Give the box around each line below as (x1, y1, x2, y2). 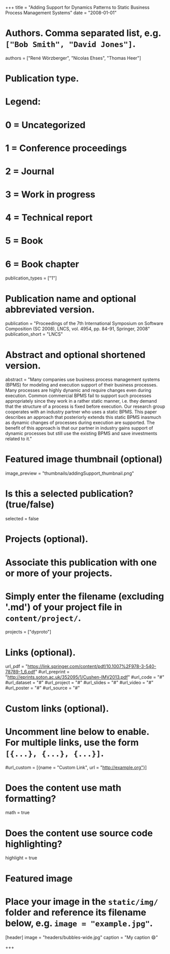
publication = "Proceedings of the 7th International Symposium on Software (5, 321, 163, 327)
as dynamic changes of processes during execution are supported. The (5, 419, 155, 426)
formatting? (5, 793, 56, 804)
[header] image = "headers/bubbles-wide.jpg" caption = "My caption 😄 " (5, 934, 158, 940)
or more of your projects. (5, 568, 113, 579)
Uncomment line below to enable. (5, 726, 150, 737)
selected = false (5, 516, 39, 522)
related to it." (5, 436, 32, 442)
